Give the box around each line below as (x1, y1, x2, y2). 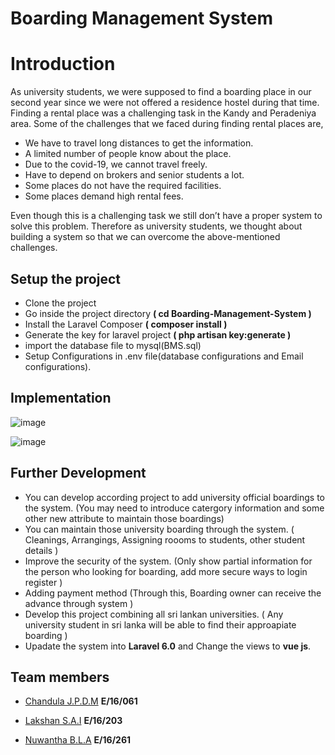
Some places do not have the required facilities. (24, 180, 222, 192)
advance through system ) (24, 597, 134, 609)
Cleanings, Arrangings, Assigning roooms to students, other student (24, 533, 306, 546)
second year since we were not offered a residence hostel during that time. (10, 97, 320, 109)
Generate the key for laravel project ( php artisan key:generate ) (24, 328, 292, 341)
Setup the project (10, 270, 121, 287)
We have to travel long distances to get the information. (24, 137, 254, 149)
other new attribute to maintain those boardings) (24, 512, 225, 524)
